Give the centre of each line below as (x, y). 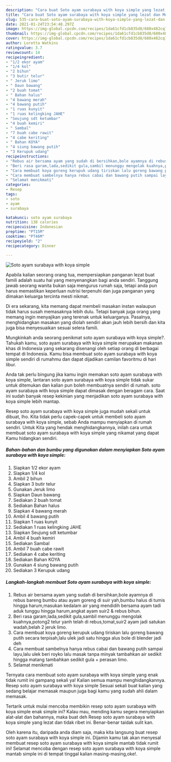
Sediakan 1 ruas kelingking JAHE (47, 527)
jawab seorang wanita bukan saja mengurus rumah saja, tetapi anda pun (81, 285)
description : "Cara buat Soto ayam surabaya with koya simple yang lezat (85, 10)
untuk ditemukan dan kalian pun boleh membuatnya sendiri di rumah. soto (83, 385)
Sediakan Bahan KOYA (37, 560)
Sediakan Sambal (31, 544)
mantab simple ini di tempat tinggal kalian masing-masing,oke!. (72, 754)
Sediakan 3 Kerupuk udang (41, 570)
